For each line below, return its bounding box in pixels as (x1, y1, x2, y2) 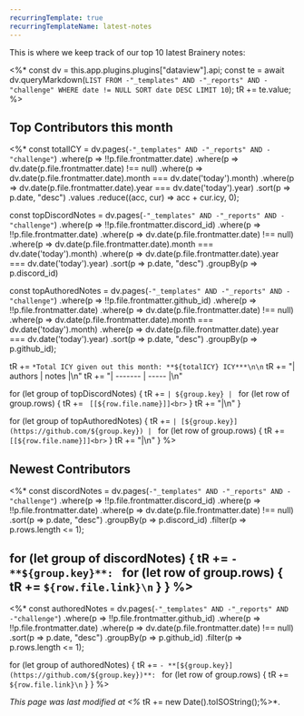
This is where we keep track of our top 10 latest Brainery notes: (9, 46, 246, 57)
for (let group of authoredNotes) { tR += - (9, 659, 165, 670)
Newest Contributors (9, 461, 132, 477)
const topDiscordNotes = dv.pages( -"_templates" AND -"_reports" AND (9, 210, 277, 221)
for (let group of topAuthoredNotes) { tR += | (9, 416, 177, 427)
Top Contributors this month (9, 119, 174, 135)
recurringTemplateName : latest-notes (9, 22, 152, 31)
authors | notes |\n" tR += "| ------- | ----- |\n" (9, 370, 183, 382)
